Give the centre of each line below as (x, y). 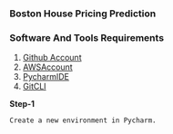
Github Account (52, 58)
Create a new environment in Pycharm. (83, 120)
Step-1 (22, 104)
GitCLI (35, 86)
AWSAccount (47, 67)
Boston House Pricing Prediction (83, 14)
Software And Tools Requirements (87, 37)
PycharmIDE (46, 77)
